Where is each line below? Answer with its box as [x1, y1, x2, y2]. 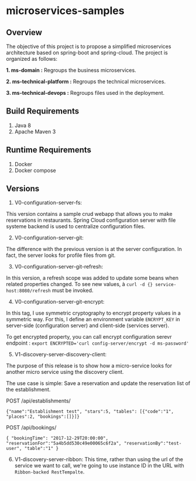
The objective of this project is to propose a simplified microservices [6, 43, 171, 50]
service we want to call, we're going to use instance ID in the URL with [14, 462, 184, 469]
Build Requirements [6, 106, 80, 116]
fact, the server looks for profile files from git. [6, 252, 116, 259]
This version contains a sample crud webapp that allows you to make [6, 211, 173, 218]
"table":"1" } [24, 446, 59, 452]
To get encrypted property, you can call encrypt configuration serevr [6, 334, 172, 341]
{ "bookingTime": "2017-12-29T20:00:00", [6, 435, 109, 441]
